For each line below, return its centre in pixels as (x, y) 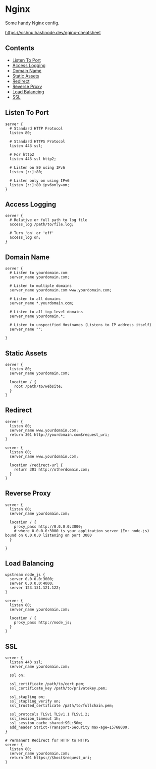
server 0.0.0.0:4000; (32, 584)
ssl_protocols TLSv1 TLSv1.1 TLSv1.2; (50, 714)
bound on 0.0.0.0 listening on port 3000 (49, 535)
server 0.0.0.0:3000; (32, 579)
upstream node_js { (25, 575)
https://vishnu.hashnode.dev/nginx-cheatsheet (53, 32)
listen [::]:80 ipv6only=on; (40, 185)
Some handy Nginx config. (32, 23)
